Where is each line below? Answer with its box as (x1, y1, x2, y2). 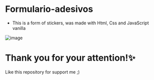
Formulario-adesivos (5, 3, 93, 15)
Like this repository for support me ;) (5, 69, 80, 75)
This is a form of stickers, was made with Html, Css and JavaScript (12, 20, 149, 26)
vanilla (12, 25, 26, 31)
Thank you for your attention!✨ (5, 52, 136, 64)
